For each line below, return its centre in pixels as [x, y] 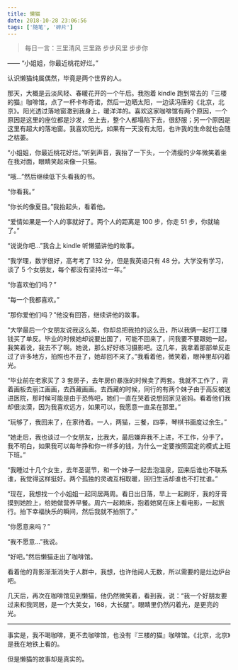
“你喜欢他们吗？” [32, 285]
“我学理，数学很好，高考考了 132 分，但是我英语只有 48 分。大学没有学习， [118, 261]
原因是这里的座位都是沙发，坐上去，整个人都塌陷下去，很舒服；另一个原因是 [119, 120]
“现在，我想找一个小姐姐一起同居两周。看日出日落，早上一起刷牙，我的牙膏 [118, 494]
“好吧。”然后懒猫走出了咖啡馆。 [52, 557]
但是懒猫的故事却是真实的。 [48, 659]
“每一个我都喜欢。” [34, 300]
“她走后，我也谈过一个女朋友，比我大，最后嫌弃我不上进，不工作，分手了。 [118, 437]
